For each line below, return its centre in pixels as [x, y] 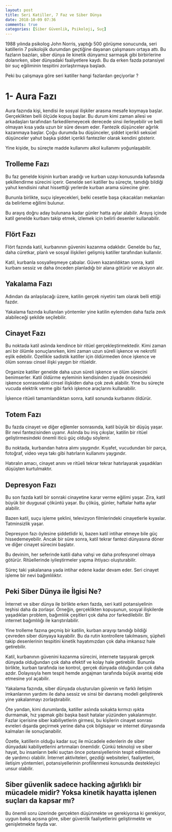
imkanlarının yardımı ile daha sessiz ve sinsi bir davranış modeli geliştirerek [84, 694]
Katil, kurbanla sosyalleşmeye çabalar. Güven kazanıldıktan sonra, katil [80, 262]
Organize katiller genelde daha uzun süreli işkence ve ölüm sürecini [76, 372]
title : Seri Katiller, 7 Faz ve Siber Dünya [53, 15]
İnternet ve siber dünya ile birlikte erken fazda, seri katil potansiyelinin [79, 604]
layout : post [19, 10]
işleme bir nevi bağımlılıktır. [34, 575]
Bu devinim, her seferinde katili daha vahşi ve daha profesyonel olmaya [80, 554]
